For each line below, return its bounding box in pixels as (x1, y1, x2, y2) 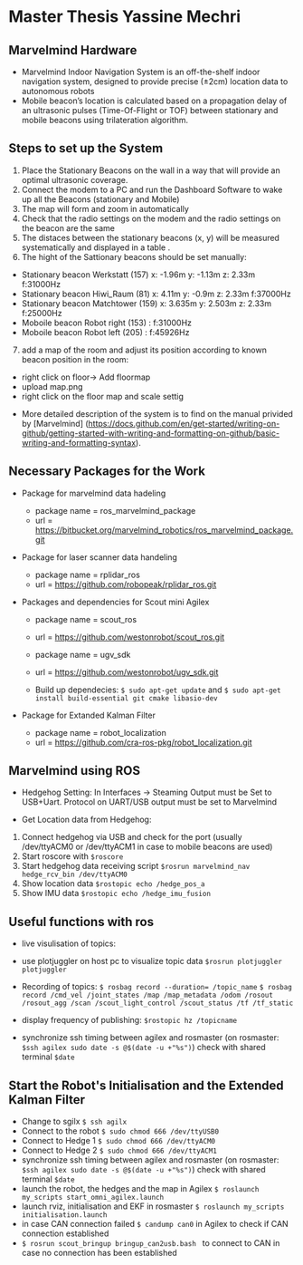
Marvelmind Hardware (8, 43, 137, 58)
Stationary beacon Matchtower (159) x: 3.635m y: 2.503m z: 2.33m (21, 297, 272, 309)
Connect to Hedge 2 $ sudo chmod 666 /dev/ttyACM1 (21, 1144, 218, 1156)
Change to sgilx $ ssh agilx (21, 1116, 128, 1127)
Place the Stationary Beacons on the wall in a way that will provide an (21, 165, 281, 176)
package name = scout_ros (34, 613, 137, 624)
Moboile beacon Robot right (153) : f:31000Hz (21, 317, 192, 328)
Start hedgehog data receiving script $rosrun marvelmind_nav (21, 861, 251, 872)
